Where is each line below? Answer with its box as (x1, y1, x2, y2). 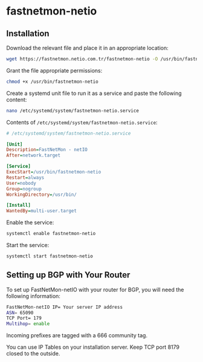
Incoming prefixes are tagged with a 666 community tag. (6, 332, 148, 339)
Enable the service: (6, 219, 54, 226)
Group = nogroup (6, 186, 42, 192)
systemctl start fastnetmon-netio (6, 253, 94, 259)
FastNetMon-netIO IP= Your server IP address (6, 304, 123, 310)
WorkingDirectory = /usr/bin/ (6, 192, 77, 198)
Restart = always (6, 174, 45, 181)
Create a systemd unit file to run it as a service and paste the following (6, 89, 182, 97)
